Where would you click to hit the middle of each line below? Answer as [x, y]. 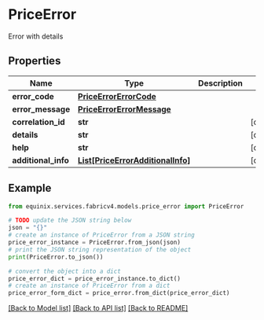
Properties [35, 61]
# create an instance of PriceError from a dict [89, 286]
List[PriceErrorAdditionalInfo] [134, 160]
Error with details [36, 36]
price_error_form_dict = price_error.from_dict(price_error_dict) [119, 293]
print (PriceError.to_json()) [56, 257]
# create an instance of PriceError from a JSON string [101, 235]
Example [30, 188]
